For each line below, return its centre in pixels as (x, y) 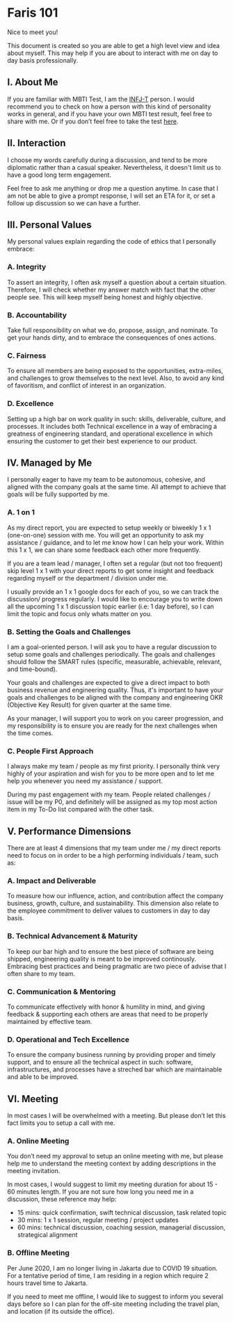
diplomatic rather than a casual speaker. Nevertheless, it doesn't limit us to (114, 167)
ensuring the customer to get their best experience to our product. (102, 441)
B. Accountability (37, 315)
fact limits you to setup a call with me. (62, 1123)
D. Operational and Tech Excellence (69, 1039)
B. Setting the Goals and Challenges (69, 631)
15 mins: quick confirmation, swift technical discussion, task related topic (122, 1213)
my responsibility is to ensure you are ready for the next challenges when (112, 725)
